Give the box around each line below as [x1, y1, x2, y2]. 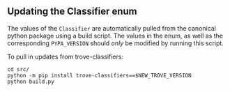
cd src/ [7, 66, 30, 72]
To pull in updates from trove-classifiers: [7, 52, 124, 61]
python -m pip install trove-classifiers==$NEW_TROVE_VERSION [7, 72, 192, 79]
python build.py [7, 78, 54, 85]
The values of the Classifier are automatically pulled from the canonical [7, 24, 216, 32]
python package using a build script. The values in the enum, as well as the [7, 31, 223, 40]
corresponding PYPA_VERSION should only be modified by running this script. [7, 38, 224, 47]
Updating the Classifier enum [7, 6, 137, 17]
